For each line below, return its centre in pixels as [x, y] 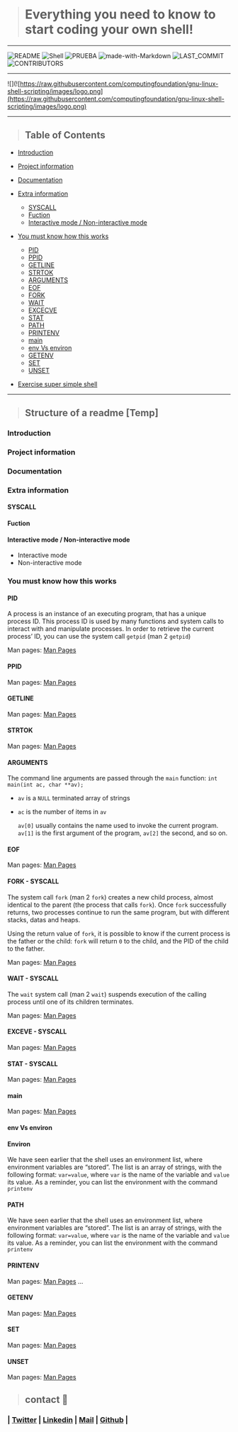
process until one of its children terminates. [71, 1002]
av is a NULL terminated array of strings [74, 798]
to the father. [26, 949]
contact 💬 [46, 1399]
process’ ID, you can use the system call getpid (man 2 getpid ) [99, 637]
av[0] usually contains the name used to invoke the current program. [118, 826]
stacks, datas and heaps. [44, 919]
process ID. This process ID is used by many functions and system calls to [116, 621]
